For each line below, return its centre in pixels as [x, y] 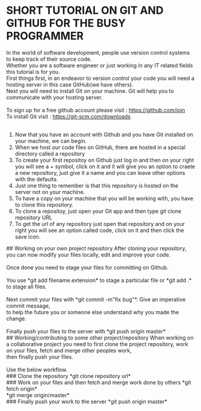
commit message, [28, 306]
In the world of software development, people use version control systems [98, 52]
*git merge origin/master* [38, 395]
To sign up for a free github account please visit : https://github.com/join [96, 110]
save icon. [28, 236]
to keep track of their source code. [49, 59]
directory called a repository [50, 153]
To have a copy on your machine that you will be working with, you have [104, 198]
